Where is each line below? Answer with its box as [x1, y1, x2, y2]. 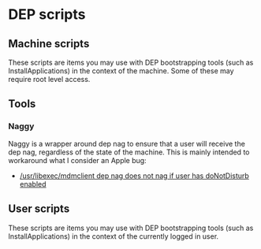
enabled [19, 179, 47, 188]
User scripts [8, 203, 70, 216]
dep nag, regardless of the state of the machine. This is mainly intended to [8, 147, 250, 157]
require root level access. [8, 75, 91, 84]
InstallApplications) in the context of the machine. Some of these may [8, 66, 234, 76]
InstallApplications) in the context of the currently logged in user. [8, 231, 219, 241]
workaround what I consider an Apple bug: [8, 155, 147, 165]
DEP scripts [8, 6, 86, 24]
